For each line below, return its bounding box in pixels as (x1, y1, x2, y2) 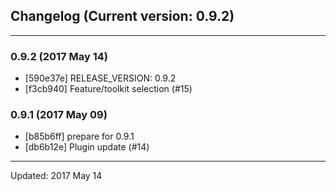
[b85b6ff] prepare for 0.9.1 (24, 130, 135, 143)
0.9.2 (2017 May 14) (10, 49, 109, 63)
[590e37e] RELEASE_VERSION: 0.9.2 (24, 72, 177, 84)
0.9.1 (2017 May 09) (10, 108, 108, 122)
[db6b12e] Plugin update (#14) (24, 141, 150, 153)
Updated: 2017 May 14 (10, 170, 103, 182)
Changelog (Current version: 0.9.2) (10, 8, 235, 25)
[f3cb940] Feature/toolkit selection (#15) (24, 83, 193, 95)
